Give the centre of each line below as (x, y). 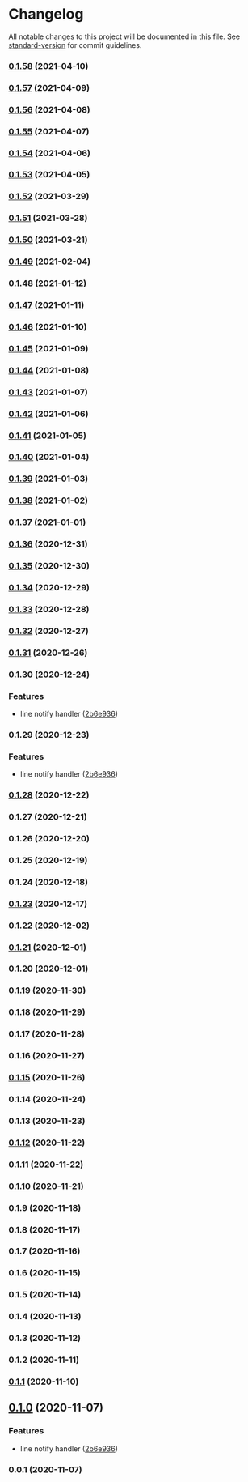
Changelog (46, 14)
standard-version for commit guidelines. (75, 45)
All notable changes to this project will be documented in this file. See (124, 36)
